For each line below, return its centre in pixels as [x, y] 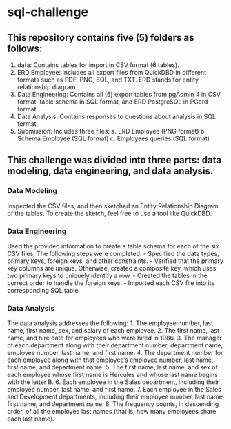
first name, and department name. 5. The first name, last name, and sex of [113, 367]
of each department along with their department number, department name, [115, 345]
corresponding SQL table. [44, 290]
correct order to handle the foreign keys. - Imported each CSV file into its [111, 283]
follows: [25, 48]
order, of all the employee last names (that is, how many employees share [112, 412]
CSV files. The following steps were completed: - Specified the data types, [113, 253]
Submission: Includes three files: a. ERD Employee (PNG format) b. [112, 131]
